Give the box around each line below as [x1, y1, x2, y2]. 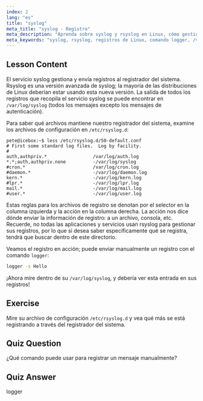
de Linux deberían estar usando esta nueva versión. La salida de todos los [6, 88, 191, 96]
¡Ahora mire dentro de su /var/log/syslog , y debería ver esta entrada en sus [6, 274, 197, 282]
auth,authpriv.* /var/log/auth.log [6, 153, 139, 159]
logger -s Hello [6, 263, 47, 270]
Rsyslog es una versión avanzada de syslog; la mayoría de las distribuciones [6, 82, 197, 89]
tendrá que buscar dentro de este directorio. [6, 233, 117, 240]
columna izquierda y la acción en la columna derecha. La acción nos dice [6, 207, 188, 215]
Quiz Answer [6, 372, 56, 382]
